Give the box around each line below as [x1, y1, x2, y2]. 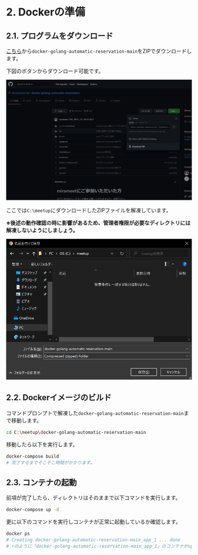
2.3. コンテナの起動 [6, 477, 77, 488]
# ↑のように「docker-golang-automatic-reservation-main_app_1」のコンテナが [6, 543, 189, 549]
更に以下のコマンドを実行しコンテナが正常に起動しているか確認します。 [6, 518, 181, 525]
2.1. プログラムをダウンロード [6, 31, 114, 41]
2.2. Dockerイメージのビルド [6, 392, 112, 403]
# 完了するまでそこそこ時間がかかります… [6, 459, 93, 466]
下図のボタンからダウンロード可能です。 [6, 67, 104, 74]
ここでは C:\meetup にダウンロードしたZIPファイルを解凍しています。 [6, 207, 172, 214]
